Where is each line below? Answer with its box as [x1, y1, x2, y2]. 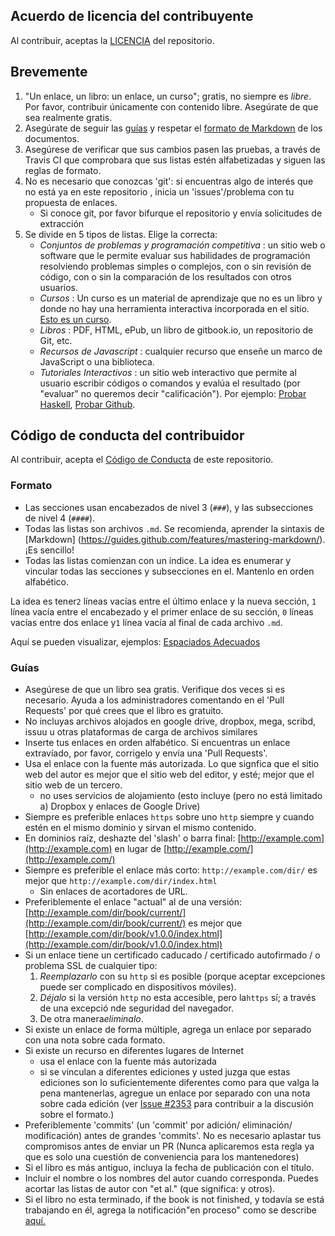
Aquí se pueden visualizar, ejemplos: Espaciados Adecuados [10, 635, 261, 648]
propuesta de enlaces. [24, 196, 118, 208]
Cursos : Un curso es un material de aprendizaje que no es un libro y [39, 292, 323, 304]
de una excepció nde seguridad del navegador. [39, 1002, 234, 1014]
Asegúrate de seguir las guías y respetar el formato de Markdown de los [24, 122, 323, 134]
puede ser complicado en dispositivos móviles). [39, 981, 237, 993]
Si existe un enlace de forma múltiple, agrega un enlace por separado [24, 1024, 312, 1036]
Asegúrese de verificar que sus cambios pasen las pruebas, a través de [24, 143, 321, 155]
